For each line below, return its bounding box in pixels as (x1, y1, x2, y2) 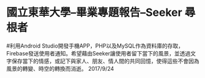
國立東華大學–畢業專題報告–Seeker (6, 5, 182, 19)
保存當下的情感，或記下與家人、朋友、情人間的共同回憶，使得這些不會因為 (11, 57, 199, 65)
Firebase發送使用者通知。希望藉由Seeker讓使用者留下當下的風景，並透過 (6, 49, 191, 57)
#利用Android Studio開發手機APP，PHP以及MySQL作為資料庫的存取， (6, 42, 184, 49)
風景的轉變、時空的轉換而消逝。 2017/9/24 (6, 65, 114, 72)
